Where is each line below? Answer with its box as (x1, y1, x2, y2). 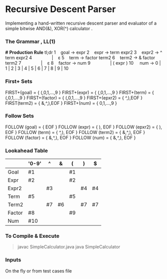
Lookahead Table (5, 147, 48, 154)
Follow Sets (5, 112, 34, 119)
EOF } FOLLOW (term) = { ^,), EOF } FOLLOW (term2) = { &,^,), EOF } (5, 129, 145, 135)
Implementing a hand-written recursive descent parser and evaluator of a (5, 20, 157, 26)
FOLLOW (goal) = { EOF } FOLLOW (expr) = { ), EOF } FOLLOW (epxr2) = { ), (5, 124, 162, 130)
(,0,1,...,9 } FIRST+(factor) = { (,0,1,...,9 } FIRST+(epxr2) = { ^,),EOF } (5, 94, 143, 101)
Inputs (5, 256, 22, 263)
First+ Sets (5, 78, 33, 85)
